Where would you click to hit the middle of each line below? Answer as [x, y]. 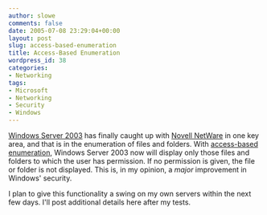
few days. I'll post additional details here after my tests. [100, 202]
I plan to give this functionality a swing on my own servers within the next [130, 194]
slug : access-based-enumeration [62, 46]
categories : [28, 68]
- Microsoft [28, 90]
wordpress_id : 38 [37, 61]
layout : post [30, 38]
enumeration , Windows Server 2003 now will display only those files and [129, 152]
